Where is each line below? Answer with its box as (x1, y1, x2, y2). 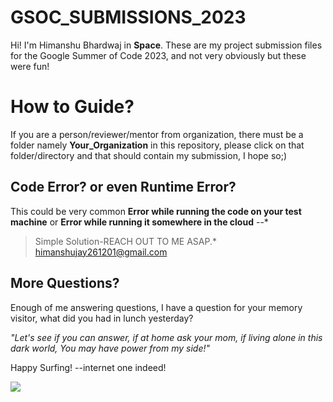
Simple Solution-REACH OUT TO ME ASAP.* (34, 235, 217, 247)
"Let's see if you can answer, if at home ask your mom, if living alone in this (10, 331, 323, 343)
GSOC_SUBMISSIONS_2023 (10, 6, 247, 29)
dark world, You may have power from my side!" (10, 342, 211, 354)
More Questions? (10, 275, 120, 292)
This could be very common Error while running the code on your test (10, 205, 302, 217)
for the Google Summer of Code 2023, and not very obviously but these (10, 49, 307, 61)
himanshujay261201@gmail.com (34, 246, 168, 258)
